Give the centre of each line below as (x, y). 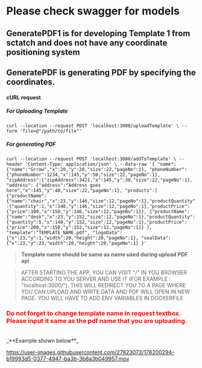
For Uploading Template (37, 111)
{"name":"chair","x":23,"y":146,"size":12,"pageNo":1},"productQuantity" (101, 201)
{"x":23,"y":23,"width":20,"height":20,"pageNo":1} (72, 243)
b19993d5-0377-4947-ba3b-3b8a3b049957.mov (68, 358)
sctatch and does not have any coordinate (87, 42)
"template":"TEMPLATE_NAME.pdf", (48, 232)
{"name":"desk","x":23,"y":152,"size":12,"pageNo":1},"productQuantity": (101, 217)
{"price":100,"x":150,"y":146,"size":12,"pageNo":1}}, (77, 211)
